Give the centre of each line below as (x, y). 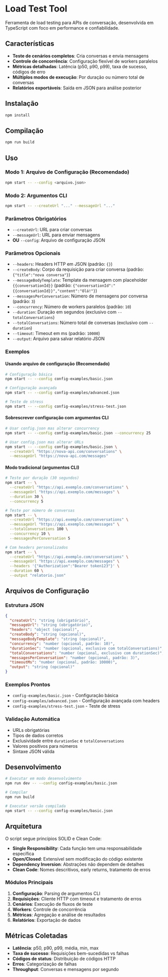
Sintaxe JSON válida (33, 751)
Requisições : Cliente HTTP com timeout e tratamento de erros (77, 899)
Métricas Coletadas (36, 936)
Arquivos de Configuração (47, 591)
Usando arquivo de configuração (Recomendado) (57, 364)
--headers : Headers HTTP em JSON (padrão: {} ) (62, 264)
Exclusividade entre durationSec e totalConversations (68, 741)
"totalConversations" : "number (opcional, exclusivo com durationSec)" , (87, 653)
